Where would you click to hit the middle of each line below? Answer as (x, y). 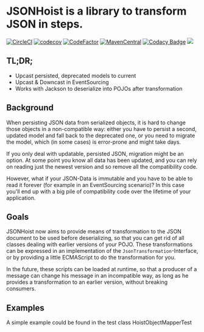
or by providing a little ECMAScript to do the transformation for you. (91, 258)
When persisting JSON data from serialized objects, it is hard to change (96, 122)
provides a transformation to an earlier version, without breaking (87, 282)
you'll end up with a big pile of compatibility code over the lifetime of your (99, 191)
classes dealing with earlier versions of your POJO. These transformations (100, 244)
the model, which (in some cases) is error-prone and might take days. (94, 142)
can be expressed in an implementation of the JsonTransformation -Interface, (102, 251)
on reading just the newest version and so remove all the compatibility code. (102, 166)
